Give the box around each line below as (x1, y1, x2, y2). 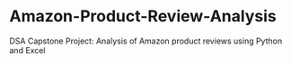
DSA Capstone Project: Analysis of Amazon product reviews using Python (9, 35, 283, 46)
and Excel (9, 44, 46, 55)
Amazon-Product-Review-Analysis (9, 6, 277, 27)
